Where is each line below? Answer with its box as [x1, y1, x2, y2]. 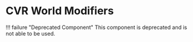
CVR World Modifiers [5, 4, 114, 18]
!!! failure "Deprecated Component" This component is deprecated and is [5, 24, 188, 31]
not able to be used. [5, 30, 55, 37]
